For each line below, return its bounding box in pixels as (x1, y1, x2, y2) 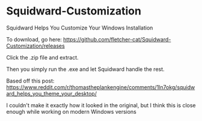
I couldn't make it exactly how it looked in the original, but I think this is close (6, 101, 197, 109)
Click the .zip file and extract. (6, 54, 79, 61)
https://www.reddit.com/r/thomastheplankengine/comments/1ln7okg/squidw (6, 83, 195, 91)
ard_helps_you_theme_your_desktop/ (6, 90, 97, 97)
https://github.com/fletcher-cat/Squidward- (63, 36, 171, 43)
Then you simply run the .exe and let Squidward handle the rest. (6, 65, 165, 73)
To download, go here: (6, 36, 62, 43)
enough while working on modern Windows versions (6, 108, 136, 115)
